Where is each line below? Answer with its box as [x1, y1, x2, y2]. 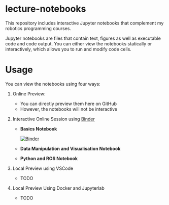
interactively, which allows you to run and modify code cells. [5, 46, 132, 52]
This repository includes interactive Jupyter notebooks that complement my [5, 20, 164, 26]
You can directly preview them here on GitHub [20, 100, 117, 107]
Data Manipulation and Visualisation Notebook [20, 145, 121, 151]
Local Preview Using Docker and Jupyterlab [12, 185, 105, 191]
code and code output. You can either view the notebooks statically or [5, 40, 152, 46]
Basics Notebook [20, 125, 57, 132]
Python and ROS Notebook [20, 155, 78, 161]
